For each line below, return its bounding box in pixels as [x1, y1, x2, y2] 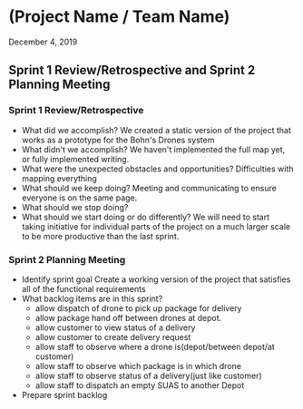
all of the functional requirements [21, 283, 146, 294]
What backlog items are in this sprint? [21, 293, 163, 304]
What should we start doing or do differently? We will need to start [21, 211, 269, 222]
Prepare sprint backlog [21, 389, 108, 400]
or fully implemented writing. [21, 153, 130, 164]
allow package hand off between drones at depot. [34, 312, 222, 323]
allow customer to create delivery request [34, 331, 191, 342]
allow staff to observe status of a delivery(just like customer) [34, 370, 262, 381]
